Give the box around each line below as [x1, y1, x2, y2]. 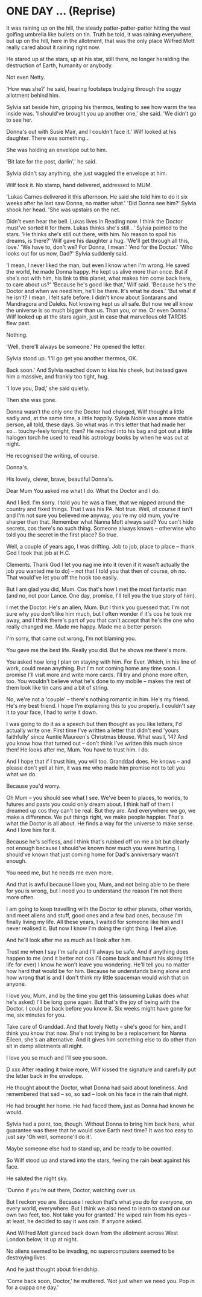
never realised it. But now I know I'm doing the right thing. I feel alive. [6, 925, 178, 932]
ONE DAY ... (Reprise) [6, 4, 116, 18]
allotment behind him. [6, 91, 60, 99]
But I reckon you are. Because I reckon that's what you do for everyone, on [6, 1198, 192, 1206]
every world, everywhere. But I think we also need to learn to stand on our [6, 1204, 191, 1212]
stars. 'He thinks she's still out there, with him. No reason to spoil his [6, 230, 176, 237]
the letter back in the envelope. [6, 1072, 84, 1079]
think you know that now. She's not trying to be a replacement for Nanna [6, 1029, 186, 1037]
